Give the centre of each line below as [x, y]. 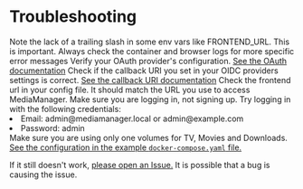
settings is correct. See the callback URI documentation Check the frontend [150, 80]
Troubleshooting [73, 17]
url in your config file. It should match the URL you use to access [130, 90]
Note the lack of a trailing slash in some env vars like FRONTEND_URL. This [150, 42]
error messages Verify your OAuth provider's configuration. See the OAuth [148, 61]
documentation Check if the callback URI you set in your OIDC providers [144, 71]
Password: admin [53, 128]
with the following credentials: [66, 109]
